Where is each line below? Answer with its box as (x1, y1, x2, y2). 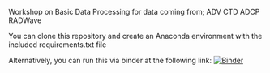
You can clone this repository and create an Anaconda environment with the (8, 32, 263, 41)
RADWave (8, 15, 42, 25)
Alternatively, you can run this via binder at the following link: (8, 56, 212, 65)
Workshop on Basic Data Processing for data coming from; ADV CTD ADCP (8, 7, 260, 16)
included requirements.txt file (8, 40, 107, 49)
